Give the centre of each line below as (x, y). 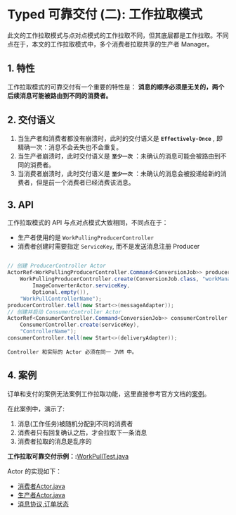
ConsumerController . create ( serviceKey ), (80, 325)
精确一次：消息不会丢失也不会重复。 (70, 147)
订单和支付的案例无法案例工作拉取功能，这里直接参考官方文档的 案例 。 (109, 393)
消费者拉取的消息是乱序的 (54, 441)
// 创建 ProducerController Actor (57, 266)
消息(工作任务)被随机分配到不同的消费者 (75, 423)
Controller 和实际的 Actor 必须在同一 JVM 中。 (72, 352)
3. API (20, 205)
